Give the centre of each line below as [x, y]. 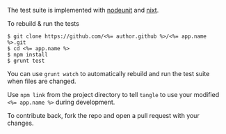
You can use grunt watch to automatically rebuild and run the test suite [108, 74]
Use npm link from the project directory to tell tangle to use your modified [113, 95]
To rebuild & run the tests [43, 23]
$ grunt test [26, 61]
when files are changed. [42, 81]
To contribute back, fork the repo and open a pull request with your [103, 116]
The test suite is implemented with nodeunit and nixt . [83, 10]
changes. [21, 123]
